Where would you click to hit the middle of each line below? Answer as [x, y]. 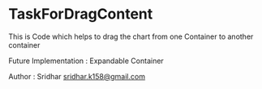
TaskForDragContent [81, 14]
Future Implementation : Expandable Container [86, 61]
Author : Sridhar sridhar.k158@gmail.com [77, 76]
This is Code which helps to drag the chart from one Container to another [131, 36]
